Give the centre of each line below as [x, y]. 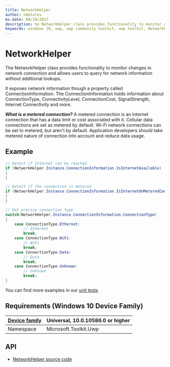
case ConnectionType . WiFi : [43, 238]
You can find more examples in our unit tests [52, 290]
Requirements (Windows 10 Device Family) [74, 306]
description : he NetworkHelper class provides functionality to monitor [83, 24]
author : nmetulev [24, 15]
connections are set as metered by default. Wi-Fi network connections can [83, 125]
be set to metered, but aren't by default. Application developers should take [84, 131]
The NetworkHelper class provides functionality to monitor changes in [78, 68]
